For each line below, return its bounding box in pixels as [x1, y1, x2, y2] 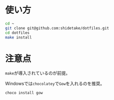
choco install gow [5, 91, 43, 96]
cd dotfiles [5, 30, 30, 35]
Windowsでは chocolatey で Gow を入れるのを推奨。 [5, 81, 105, 87]
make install [5, 35, 32, 40]
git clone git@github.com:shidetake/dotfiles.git [5, 26, 110, 31]
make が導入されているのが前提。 [5, 70, 71, 76]
